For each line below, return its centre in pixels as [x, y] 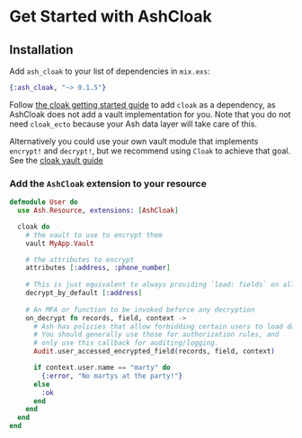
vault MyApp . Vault [60, 243]
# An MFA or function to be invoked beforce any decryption [140, 310]
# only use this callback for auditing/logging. [126, 343]
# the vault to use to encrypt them [94, 235]
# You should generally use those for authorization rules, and [156, 335]
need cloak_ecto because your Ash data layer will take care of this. [133, 124]
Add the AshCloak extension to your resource [108, 183]
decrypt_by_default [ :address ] [84, 293]
